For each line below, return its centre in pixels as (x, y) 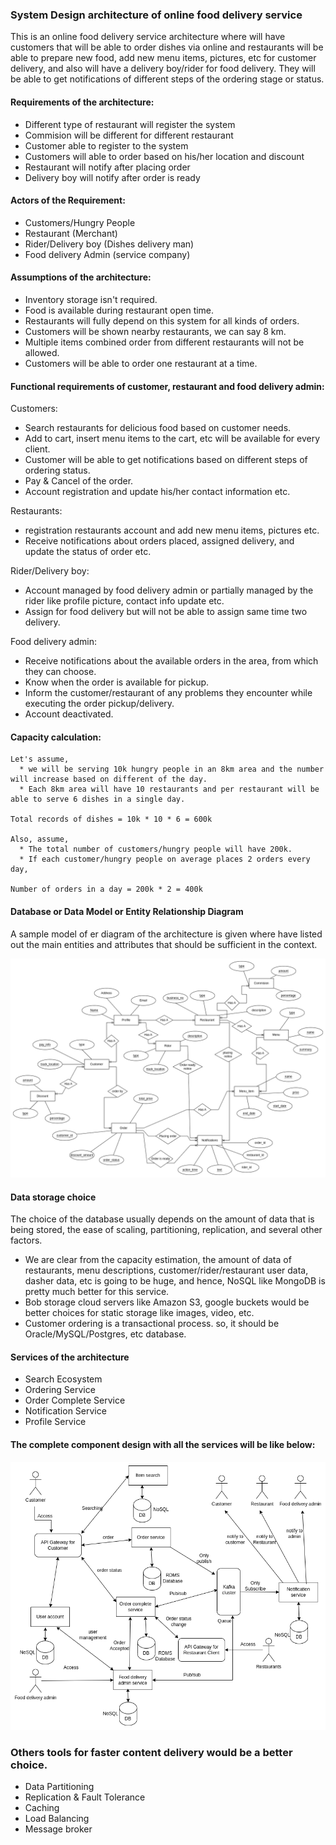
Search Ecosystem (63, 1379)
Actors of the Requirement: (68, 200)
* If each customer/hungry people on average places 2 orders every (165, 859)
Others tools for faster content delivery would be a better (151, 1752)
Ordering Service (60, 1390)
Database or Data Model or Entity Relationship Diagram (127, 911)
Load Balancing (57, 1819)
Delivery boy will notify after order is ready (112, 177)
